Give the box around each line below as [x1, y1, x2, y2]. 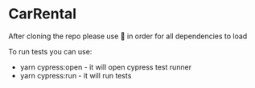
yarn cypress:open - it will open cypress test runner [19, 62, 191, 72]
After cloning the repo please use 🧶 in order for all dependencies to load [8, 31, 248, 41]
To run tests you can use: [8, 46, 93, 56]
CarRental [8, 5, 77, 23]
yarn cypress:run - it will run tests [19, 70, 132, 80]
